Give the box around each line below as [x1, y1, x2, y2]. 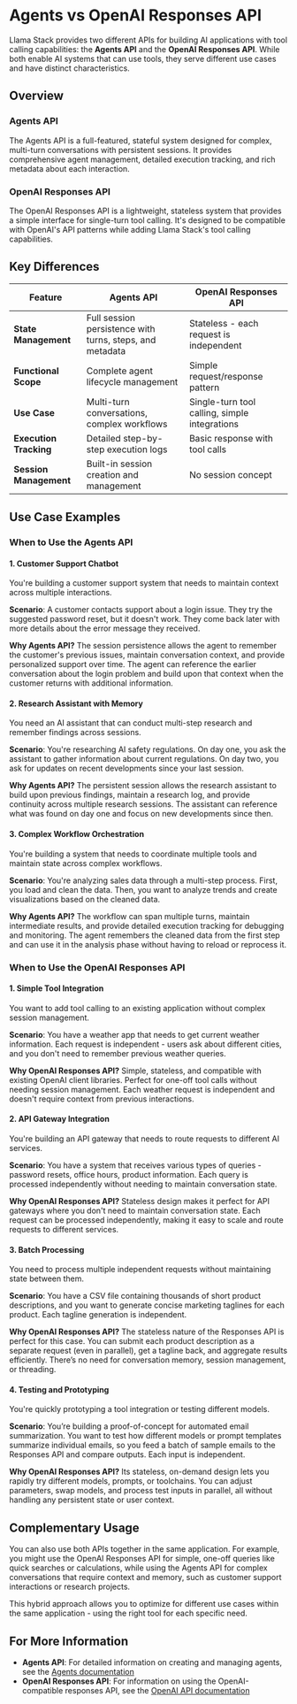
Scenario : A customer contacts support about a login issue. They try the [9, 604, 273, 615]
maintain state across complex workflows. [9, 857, 163, 868]
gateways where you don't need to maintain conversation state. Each [9, 1205, 261, 1216]
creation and [86, 468, 139, 480]
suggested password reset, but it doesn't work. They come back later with [9, 614, 280, 625]
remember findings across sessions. [9, 727, 141, 738]
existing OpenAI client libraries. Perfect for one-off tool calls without [9, 1074, 258, 1085]
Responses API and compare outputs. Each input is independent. [9, 1449, 246, 1460]
